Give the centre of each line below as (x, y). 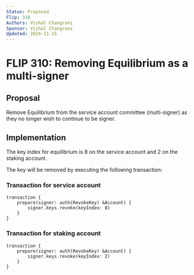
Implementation (36, 137)
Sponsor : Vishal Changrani (40, 28)
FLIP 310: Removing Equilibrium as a (97, 64)
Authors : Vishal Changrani (40, 23)
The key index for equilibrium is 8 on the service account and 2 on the (92, 152)
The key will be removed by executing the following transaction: (84, 169)
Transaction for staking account (54, 233)
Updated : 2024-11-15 (32, 34)
